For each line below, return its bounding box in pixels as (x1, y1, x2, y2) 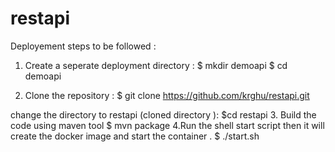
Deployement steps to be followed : (10, 40, 157, 52)
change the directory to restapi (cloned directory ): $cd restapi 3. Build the (10, 108, 317, 121)
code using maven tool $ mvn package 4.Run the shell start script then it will (10, 119, 325, 131)
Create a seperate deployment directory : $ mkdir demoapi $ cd (24, 59, 288, 71)
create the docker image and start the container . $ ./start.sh (10, 130, 260, 142)
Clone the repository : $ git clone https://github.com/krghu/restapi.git (24, 89, 310, 101)
